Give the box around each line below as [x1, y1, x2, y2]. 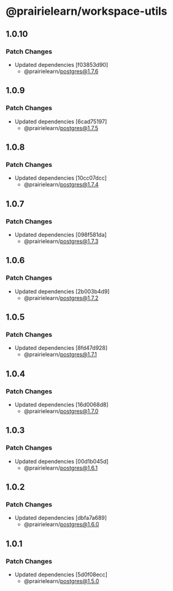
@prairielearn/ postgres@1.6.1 [23, 464, 98, 471]
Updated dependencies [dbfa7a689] [14, 514, 107, 522]
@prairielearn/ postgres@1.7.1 [23, 351, 98, 358]
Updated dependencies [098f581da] [14, 231, 107, 238]
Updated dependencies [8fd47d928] [14, 344, 108, 352]
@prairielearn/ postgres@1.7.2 [23, 294, 99, 301]
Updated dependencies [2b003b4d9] [14, 287, 110, 295]
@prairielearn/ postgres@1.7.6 [23, 68, 99, 75]
